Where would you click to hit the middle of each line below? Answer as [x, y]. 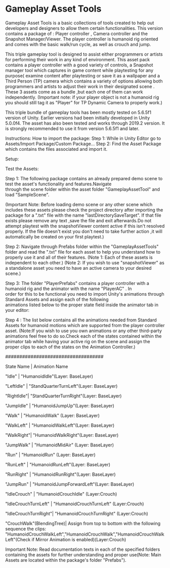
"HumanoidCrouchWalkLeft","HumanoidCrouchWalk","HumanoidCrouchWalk [85, 534]
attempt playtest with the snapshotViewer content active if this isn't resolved [85, 226]
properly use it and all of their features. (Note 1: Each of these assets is [79, 257]
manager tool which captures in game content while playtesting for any [79, 70]
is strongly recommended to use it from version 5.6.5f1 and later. [72, 128]
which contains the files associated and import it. [56, 149]
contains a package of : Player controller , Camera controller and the [77, 33]
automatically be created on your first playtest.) [55, 236]
